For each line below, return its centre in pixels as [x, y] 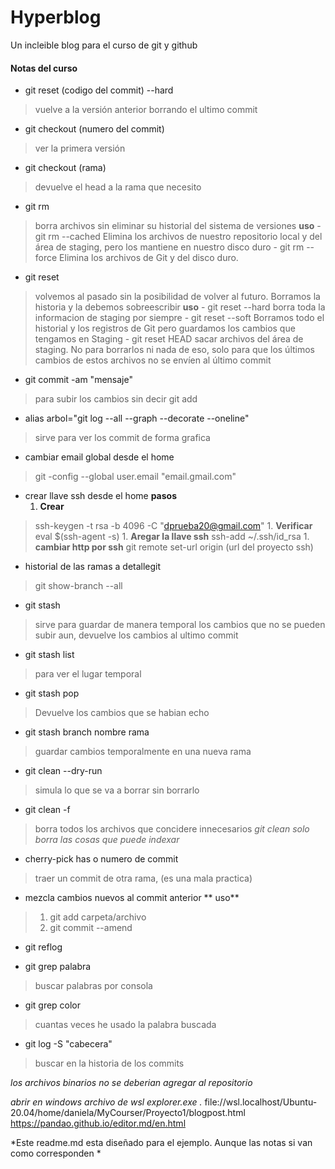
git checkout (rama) [65, 168]
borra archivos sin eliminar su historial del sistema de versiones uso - [178, 226]
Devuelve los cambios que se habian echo [122, 713]
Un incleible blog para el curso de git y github [104, 45]
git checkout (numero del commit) [94, 129]
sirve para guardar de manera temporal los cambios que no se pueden [180, 625]
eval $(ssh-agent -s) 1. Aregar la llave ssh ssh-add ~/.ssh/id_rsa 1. [172, 537]
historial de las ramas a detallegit [93, 567]
